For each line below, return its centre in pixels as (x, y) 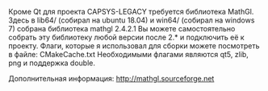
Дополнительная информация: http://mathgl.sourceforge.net (111, 79)
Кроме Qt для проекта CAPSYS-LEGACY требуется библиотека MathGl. (131, 12)
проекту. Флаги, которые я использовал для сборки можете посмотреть (134, 46)
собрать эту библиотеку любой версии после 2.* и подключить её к (126, 37)
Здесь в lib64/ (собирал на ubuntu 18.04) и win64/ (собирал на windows (132, 20)
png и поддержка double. (52, 63)
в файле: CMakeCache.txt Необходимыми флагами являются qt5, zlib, (128, 54)
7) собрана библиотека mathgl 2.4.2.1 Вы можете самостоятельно (122, 29)
